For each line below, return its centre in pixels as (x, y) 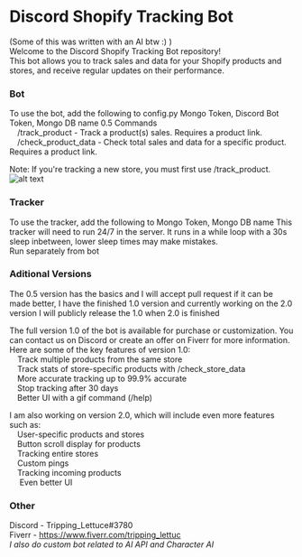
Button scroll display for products (79, 443)
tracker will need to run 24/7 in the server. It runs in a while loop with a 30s (148, 231)
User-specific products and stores (81, 434)
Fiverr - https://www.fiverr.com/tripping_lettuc (95, 535)
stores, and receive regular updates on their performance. (117, 70)
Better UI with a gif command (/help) (85, 397)
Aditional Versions (50, 274)
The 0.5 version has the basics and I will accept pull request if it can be (141, 293)
